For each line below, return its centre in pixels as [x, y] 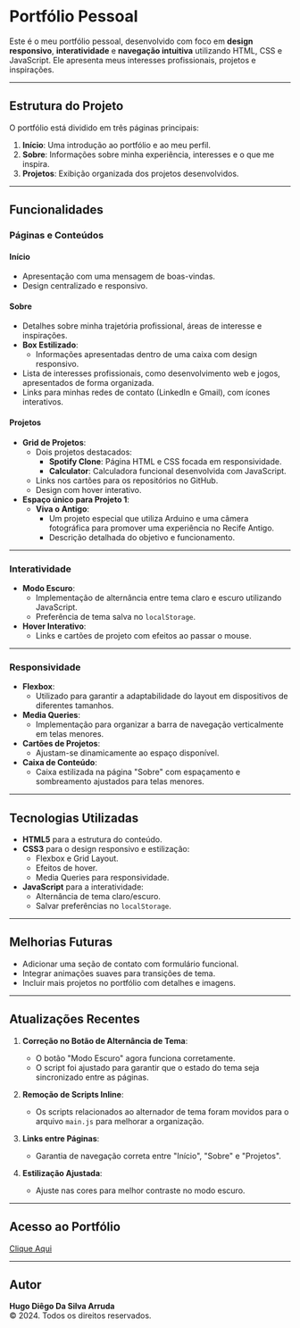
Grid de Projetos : [54, 442]
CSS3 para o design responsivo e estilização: [106, 849]
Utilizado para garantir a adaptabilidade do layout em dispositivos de [162, 696]
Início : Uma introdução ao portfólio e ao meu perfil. [117, 145]
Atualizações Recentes [75, 1019]
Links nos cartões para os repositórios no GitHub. [127, 480]
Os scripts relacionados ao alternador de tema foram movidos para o [162, 1111]
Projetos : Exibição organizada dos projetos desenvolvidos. [130, 173]
